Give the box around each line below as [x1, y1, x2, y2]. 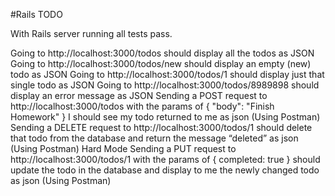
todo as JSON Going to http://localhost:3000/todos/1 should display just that [10, 69, 325, 80]
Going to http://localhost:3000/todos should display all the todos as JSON [10, 47, 315, 59]
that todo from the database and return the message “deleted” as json [10, 132, 299, 144]
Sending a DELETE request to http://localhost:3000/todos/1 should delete [10, 122, 313, 133]
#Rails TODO [10, 9, 63, 20]
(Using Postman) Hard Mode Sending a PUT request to [10, 143, 237, 154]
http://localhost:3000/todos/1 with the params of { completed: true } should [10, 154, 321, 165]
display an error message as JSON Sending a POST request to [10, 90, 268, 101]
